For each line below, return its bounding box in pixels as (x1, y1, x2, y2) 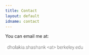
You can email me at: (5, 33, 49, 39)
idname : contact (5, 19, 39, 24)
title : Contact (5, 8, 37, 13)
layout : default (5, 13, 39, 19)
